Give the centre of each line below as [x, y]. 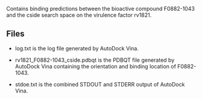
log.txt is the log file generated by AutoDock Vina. [77, 48]
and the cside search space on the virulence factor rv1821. [79, 15]
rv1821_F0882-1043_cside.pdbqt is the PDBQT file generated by [95, 60]
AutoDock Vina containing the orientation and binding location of [96, 66]
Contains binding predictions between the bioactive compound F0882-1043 [100, 9]
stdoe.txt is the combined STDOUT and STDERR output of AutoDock [100, 84]
